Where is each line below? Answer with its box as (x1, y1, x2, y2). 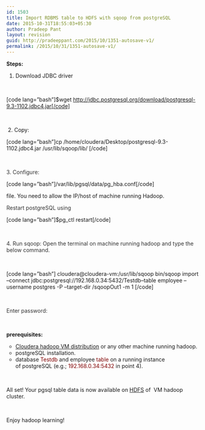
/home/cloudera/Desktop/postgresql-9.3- (63, 138, 168, 145)
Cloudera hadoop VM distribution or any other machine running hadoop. (15, 342, 198, 350)
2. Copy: (7, 126, 29, 133)
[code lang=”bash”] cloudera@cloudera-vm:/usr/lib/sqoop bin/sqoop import (6, 270, 199, 277)
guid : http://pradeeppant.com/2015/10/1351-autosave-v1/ (6, 37, 155, 44)
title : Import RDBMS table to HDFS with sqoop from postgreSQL (6, 15, 171, 21)
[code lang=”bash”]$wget (6, 96, 72, 103)
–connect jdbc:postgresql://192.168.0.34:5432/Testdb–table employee (6, 276, 182, 284)
